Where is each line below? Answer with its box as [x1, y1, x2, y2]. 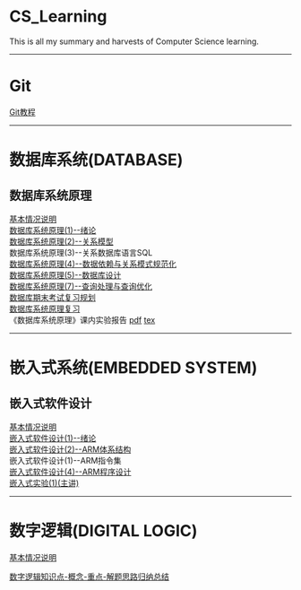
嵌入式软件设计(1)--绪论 [9, 432, 97, 443]
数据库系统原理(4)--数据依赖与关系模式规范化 [9, 258, 177, 269]
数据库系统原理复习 [9, 303, 81, 314]
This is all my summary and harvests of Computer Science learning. [9, 36, 260, 47]
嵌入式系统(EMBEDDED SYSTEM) [9, 358, 258, 378]
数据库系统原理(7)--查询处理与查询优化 [9, 281, 153, 291]
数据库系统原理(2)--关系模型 [9, 236, 114, 247]
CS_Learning [9, 6, 107, 27]
